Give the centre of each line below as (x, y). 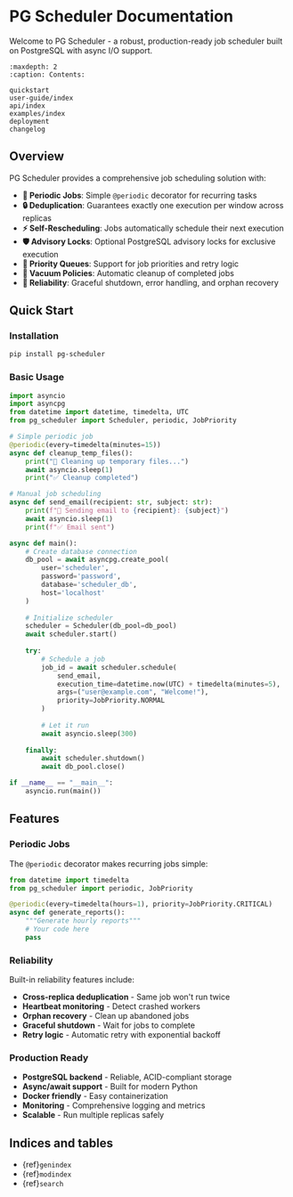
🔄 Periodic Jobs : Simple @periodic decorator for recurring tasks (139, 195)
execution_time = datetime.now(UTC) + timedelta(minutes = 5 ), (168, 684)
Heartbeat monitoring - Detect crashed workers (111, 1006)
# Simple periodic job (51, 437)
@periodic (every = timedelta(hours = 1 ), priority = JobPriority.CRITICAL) (141, 904)
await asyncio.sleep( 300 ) (90, 733)
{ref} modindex (47, 1174)
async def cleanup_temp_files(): (71, 453)
